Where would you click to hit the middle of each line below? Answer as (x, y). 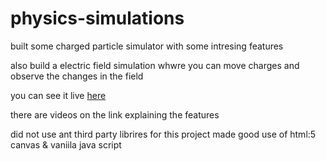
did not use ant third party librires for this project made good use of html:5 (163, 134)
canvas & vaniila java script (66, 144)
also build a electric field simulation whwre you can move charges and (155, 65)
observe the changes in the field (77, 76)
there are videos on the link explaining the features (115, 114)
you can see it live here (58, 95)
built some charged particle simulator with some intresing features (147, 46)
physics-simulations (97, 18)
